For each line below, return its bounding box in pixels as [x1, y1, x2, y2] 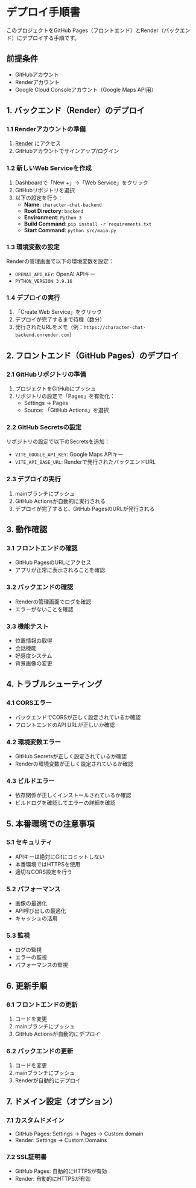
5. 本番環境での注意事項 [6, 819, 95, 829]
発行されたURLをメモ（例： [14, 323, 84, 331]
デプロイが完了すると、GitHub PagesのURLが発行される [14, 505, 155, 512]
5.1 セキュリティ [6, 838, 52, 846]
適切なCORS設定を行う [14, 868, 72, 875]
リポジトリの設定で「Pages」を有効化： [14, 392, 116, 400]
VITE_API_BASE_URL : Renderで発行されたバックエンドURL [14, 458, 156, 466]
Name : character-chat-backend [24, 201, 102, 208]
